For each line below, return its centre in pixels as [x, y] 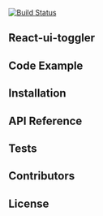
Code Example [46, 65]
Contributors [42, 176]
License [29, 203]
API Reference [45, 121]
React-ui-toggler [52, 38]
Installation [37, 93]
